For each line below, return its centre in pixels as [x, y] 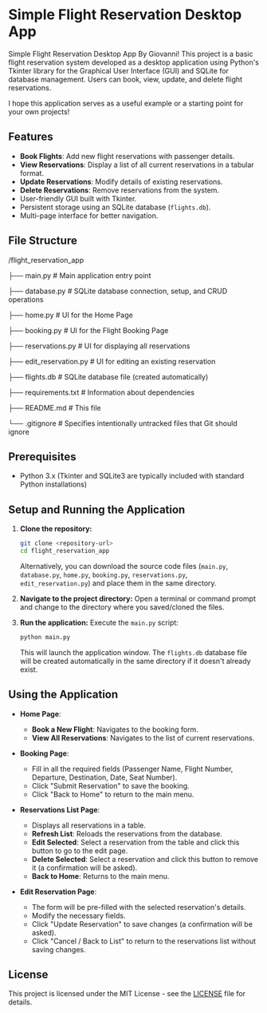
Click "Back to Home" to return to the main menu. [113, 794]
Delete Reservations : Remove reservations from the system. [120, 190]
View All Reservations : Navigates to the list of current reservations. [143, 737]
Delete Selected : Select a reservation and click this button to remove [145, 859]
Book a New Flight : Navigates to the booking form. [115, 729]
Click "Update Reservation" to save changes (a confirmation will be [142, 924]
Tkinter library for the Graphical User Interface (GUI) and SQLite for [119, 70]
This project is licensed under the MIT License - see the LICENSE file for [127, 994]
